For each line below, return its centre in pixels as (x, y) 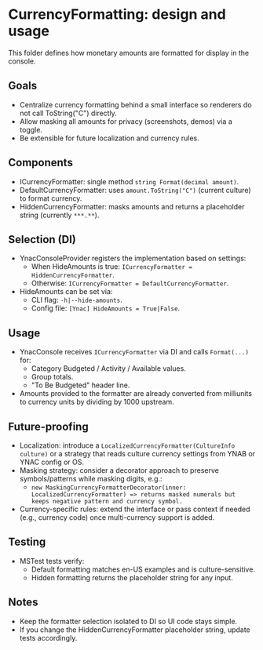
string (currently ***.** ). (59, 215)
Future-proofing (48, 426)
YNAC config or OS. (52, 462)
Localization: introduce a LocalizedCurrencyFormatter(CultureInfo (127, 445)
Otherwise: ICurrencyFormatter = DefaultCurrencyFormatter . (130, 283)
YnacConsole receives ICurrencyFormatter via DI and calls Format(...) (134, 352)
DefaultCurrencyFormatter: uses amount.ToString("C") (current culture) (135, 190)
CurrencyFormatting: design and (117, 15)
